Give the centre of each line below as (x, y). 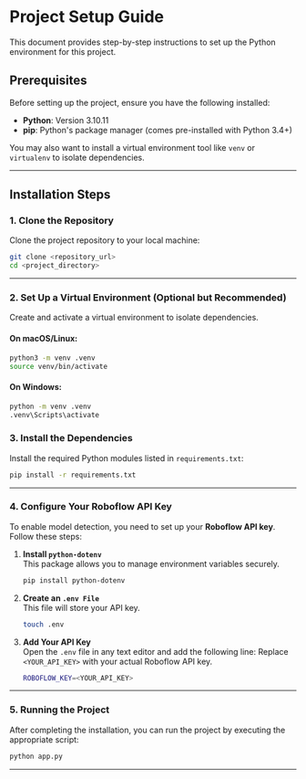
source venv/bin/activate (58, 366)
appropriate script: (44, 739)
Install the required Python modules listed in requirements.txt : (127, 458)
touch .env (43, 624)
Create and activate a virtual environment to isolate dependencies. (134, 318)
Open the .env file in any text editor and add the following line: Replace (155, 651)
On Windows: (36, 387)
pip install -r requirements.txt (73, 475)
